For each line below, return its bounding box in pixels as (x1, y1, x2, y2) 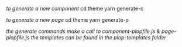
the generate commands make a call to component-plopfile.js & (6, 28, 160, 35)
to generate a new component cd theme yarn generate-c (6, 5, 144, 12)
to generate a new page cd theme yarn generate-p (6, 16, 129, 23)
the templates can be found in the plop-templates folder (30, 34, 167, 41)
